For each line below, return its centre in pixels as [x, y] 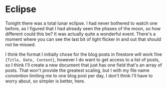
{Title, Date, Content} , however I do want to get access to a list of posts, [82, 59]
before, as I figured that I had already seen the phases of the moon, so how [83, 28]
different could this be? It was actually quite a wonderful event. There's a [80, 34]
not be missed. [21, 44]
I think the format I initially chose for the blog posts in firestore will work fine [83, 54]
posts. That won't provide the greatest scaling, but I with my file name [77, 70]
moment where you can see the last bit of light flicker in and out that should [83, 39]
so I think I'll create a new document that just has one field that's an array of [84, 65]
